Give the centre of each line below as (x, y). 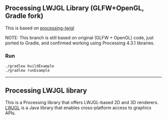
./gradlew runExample (28, 71)
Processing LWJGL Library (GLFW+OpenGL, (75, 8)
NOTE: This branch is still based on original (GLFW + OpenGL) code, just (80, 37)
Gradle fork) (24, 16)
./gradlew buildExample (30, 66)
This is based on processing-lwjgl (40, 28)
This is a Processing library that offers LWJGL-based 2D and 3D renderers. (82, 102)
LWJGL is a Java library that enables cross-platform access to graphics (78, 108)
